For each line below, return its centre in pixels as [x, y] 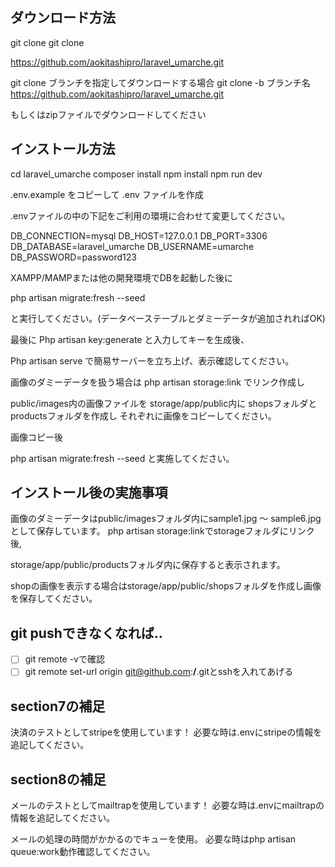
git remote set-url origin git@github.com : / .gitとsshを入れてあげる [159, 672]
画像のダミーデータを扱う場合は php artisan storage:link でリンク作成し [157, 382]
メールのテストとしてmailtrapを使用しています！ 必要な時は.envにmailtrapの [167, 805]
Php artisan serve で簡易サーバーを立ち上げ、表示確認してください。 [152, 360]
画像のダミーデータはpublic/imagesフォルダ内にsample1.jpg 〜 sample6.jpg [166, 519]
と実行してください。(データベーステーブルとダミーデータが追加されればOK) [168, 318]
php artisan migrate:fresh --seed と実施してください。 [122, 458]
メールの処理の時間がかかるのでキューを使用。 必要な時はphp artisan [153, 839]
